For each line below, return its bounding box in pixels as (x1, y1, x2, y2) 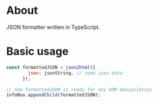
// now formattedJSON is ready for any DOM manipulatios (6, 87, 153, 93)
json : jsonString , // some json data (28, 70, 122, 76)
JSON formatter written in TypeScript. (6, 23, 101, 31)
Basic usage (6, 44, 69, 58)
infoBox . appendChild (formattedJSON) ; (6, 92, 101, 98)
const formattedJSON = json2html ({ (6, 64, 96, 70)
